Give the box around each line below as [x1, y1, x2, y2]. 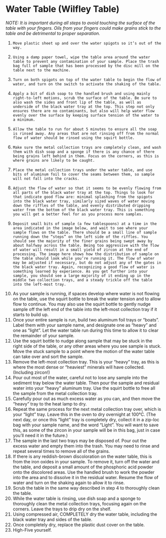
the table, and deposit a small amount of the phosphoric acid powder [12, 464, 154, 470]
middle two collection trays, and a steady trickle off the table [12, 277, 153, 282]
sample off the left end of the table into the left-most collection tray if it [12, 306, 157, 312]
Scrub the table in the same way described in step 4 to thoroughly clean [12, 485, 160, 491]
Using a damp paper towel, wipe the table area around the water [12, 54, 150, 60]
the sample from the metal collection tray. [12, 390, 98, 396]
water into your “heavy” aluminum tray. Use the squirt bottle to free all [12, 385, 155, 391]
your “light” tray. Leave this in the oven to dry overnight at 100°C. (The [12, 411, 156, 417]
